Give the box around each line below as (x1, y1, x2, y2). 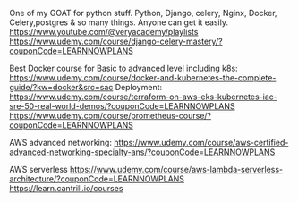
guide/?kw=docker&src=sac (9, 82, 114, 92)
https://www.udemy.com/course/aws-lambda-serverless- (70, 164, 284, 174)
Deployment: (115, 82, 163, 92)
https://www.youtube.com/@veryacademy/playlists (9, 27, 199, 37)
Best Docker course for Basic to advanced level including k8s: (9, 63, 239, 73)
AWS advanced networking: (9, 138, 112, 147)
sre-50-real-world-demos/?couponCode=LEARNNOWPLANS (9, 101, 235, 111)
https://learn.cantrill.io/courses (9, 183, 123, 193)
